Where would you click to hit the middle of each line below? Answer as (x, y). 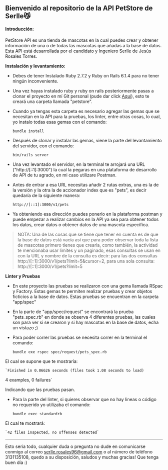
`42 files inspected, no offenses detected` (52, 432)
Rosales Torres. (21, 56)
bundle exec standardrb (37, 414)
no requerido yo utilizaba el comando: (51, 405)
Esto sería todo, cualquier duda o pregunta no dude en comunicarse (75, 446)
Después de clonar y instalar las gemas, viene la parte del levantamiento (87, 140)
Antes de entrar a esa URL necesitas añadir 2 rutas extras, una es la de (85, 184)
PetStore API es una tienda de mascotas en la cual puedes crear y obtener (82, 40)
